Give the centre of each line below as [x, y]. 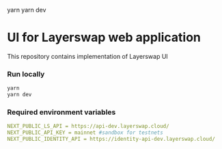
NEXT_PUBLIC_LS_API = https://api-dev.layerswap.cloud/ [88, 126]
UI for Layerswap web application [104, 38]
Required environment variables [61, 112]
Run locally [26, 74]
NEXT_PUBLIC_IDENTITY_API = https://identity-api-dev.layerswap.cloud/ [111, 139]
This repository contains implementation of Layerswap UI [88, 56]
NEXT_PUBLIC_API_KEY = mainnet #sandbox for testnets [85, 133]
